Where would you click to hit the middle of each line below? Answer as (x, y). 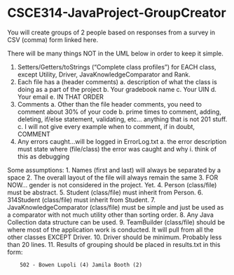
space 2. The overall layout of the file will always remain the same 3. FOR (113, 177)
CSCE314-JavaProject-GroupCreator (117, 13)
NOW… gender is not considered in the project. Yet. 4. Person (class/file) (112, 185)
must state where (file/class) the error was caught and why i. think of (117, 149)
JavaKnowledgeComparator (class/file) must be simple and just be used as (116, 207)
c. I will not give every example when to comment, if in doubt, (106, 126)
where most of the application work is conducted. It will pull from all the (110, 229)
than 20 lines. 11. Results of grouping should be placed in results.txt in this (114, 244)
